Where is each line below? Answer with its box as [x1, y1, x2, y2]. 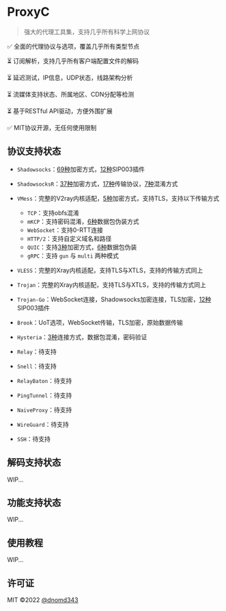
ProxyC [7, 4, 50, 20]
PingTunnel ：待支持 [16, 391, 72, 399]
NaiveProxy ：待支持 [16, 406, 72, 414]
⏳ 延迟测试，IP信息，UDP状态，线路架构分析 [7, 73, 133, 82]
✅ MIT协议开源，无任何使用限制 [7, 123, 97, 132]
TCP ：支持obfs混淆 [27, 208, 80, 216]
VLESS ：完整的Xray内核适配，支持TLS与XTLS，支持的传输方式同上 [16, 266, 203, 274]
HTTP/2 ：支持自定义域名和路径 [27, 234, 112, 242]
